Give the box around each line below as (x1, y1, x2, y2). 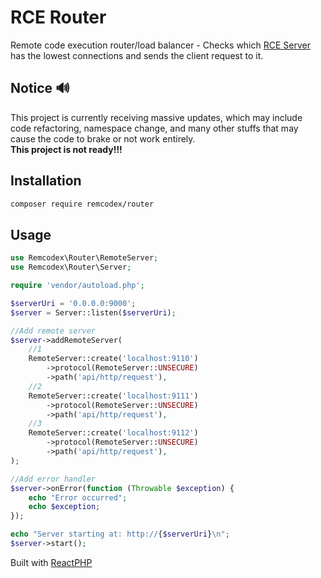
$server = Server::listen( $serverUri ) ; (10, 307, 177, 318)
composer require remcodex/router (10, 199, 155, 209)
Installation (10, 172, 82, 190)
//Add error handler (10, 474, 97, 484)
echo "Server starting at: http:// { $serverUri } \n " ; (10, 529, 230, 540)
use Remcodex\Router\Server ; (10, 262, 132, 273)
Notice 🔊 (10, 80, 70, 97)
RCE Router (10, 6, 107, 29)
